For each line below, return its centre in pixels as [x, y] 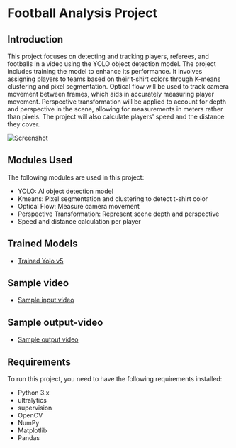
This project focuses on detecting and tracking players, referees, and [108, 56]
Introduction [35, 39]
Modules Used [40, 160]
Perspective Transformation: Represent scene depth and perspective [118, 214]
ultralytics [32, 400]
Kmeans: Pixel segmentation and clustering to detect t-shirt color [113, 198]
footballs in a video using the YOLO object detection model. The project [112, 64]
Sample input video [46, 300]
